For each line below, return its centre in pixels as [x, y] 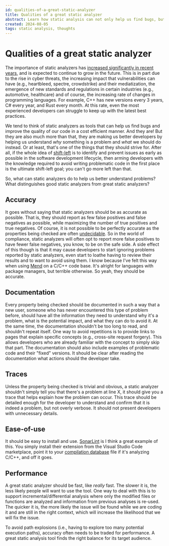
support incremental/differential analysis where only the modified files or [80, 496]
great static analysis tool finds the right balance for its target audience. [78, 538]
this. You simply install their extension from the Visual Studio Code [74, 447]
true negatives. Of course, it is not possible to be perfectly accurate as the [82, 228]
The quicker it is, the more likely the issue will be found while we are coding [83, 507]
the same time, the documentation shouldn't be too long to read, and [76, 326]
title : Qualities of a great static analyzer [54, 15]
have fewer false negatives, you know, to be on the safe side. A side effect [82, 244]
